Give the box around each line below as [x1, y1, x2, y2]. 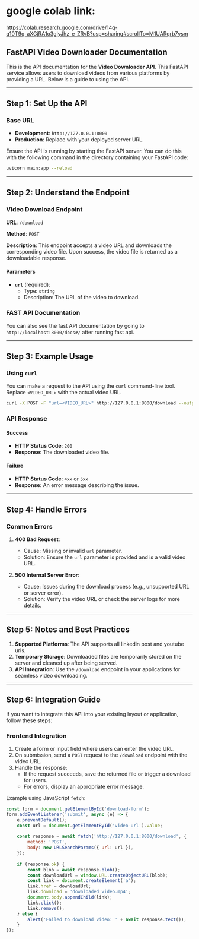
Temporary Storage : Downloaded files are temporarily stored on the [14, 653, 182, 660]
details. [23, 602, 42, 609]
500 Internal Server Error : [14, 571, 80, 578]
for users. [23, 777, 47, 783]
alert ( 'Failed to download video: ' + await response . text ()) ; [27, 916, 187, 922]
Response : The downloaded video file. [14, 448, 110, 456]
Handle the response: [14, 764, 68, 771]
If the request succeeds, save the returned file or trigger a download [23, 770, 191, 777]
